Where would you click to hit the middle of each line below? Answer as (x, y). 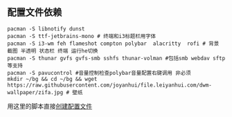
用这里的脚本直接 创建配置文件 (50, 106)
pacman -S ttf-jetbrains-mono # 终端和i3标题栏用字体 (82, 36)
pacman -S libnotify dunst (46, 29)
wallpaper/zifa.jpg (35, 92)
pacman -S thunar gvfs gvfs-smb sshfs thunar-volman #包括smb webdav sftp (116, 58)
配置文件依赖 (35, 12)
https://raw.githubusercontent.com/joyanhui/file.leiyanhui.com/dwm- (110, 85)
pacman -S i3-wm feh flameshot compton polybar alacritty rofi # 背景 (113, 44)
